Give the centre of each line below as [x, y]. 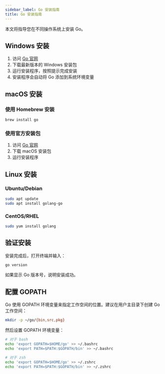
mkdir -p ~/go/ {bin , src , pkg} [35, 320]
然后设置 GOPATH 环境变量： [34, 330]
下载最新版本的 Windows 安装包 [45, 65]
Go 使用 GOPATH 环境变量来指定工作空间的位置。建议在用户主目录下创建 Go [82, 305]
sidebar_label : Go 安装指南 [33, 10]
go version [16, 265]
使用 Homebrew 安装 [30, 109]
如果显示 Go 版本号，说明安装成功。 [42, 275]
